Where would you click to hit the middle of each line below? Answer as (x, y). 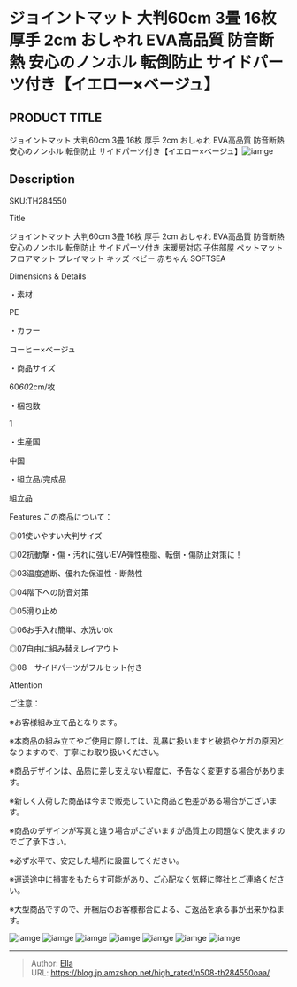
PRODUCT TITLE (56, 117)
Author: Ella (52, 963)
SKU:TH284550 (38, 201)
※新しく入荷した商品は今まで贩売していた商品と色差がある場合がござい (139, 800)
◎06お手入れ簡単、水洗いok (61, 629)
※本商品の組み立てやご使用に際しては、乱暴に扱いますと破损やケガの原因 (143, 741)
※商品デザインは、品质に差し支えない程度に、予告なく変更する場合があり (143, 770)
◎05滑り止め (34, 611)
